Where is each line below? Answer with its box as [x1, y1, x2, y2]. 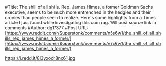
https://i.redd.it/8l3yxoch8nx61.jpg [5, 55, 76, 61]
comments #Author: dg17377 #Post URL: [5, 25, 88, 31]
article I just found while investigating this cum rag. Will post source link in [5, 20, 156, 25]
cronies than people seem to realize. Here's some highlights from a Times [5, 15, 156, 20]
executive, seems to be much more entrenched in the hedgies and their [5, 9, 151, 15]
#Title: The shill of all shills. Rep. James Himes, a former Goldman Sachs [5, 4, 153, 10]
